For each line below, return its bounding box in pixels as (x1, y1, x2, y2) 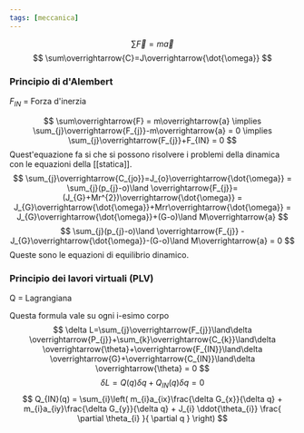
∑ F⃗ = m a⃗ (131, 38, 174, 49)
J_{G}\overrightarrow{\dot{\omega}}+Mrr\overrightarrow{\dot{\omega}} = (13, 202, 292, 212)
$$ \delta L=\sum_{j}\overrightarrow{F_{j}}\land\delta (53, 324, 252, 336)
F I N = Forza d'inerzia (9, 95, 87, 109)
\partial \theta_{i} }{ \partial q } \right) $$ (76, 412, 229, 423)
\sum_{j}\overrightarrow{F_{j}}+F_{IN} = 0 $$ (67, 134, 238, 145)
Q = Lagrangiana (9, 292, 73, 304)
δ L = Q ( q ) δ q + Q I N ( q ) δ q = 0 (100, 378, 205, 390)
